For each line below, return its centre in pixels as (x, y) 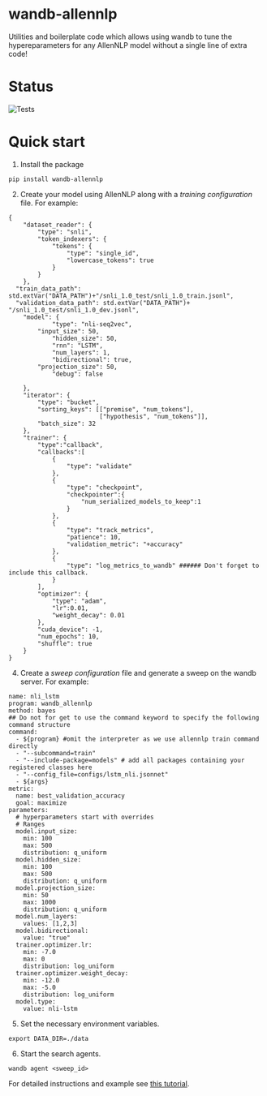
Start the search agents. (60, 1053)
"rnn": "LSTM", (78, 346)
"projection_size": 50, (78, 367)
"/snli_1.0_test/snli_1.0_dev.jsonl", (74, 310)
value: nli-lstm (51, 1008)
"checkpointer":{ (96, 494)
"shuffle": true (65, 643)
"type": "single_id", (103, 253)
